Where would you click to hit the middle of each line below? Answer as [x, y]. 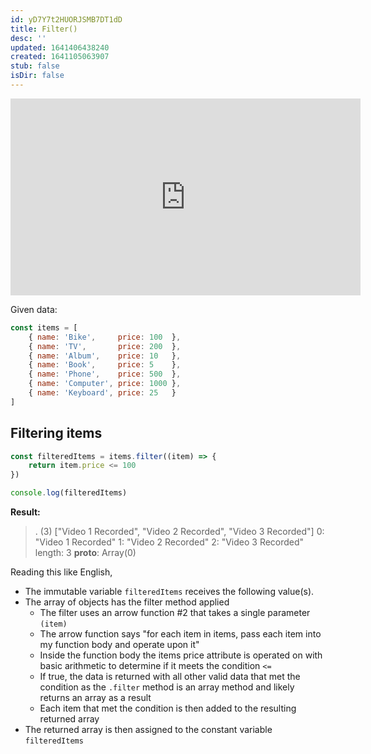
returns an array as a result [95, 698]
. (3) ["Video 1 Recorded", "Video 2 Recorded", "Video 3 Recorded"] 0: [179, 532]
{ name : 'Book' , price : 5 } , [105, 365]
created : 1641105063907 [60, 57]
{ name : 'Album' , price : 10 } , [105, 356]
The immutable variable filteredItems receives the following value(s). [169, 592]
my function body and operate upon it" [119, 645]
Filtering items [56, 433]
